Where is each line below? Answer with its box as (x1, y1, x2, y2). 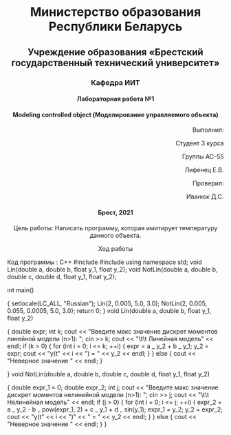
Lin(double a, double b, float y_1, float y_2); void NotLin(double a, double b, (7, 265, 218, 273)
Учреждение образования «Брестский (27, 46, 204, 58)
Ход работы (98, 244, 133, 252)
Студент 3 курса (175, 139, 224, 148)
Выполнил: (192, 125, 224, 134)
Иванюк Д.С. (186, 192, 224, 201)
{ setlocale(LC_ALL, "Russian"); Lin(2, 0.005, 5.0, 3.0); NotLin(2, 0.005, (7, 299, 208, 307)
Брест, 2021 (98, 208, 133, 216)
